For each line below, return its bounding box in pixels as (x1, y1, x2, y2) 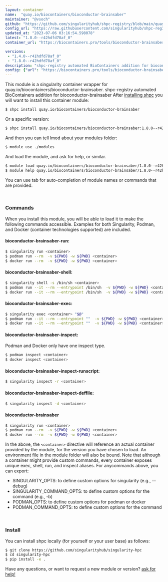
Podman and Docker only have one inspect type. (5, 343, 106, 349)
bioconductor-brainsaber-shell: (5, 269, 72, 275)
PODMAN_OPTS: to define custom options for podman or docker (12, 499, 146, 505)
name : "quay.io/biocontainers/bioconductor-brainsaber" (5, 12, 126, 17)
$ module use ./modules (5, 144, 55, 149)
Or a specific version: (5, 116, 49, 122)
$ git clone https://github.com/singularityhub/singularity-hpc (5, 547, 142, 552)
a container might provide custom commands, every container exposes (5, 457, 152, 463)
